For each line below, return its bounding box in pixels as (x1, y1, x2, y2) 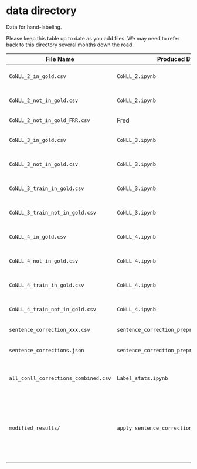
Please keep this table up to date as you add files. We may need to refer (6, 35, 180, 42)
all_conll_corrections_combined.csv (9, 375, 111, 382)
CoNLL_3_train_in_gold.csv (9, 185, 84, 192)
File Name (46, 55, 74, 63)
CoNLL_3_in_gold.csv (9, 137, 66, 143)
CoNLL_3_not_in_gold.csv (9, 161, 79, 168)
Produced (157, 55, 185, 63)
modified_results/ (9, 424, 60, 431)
